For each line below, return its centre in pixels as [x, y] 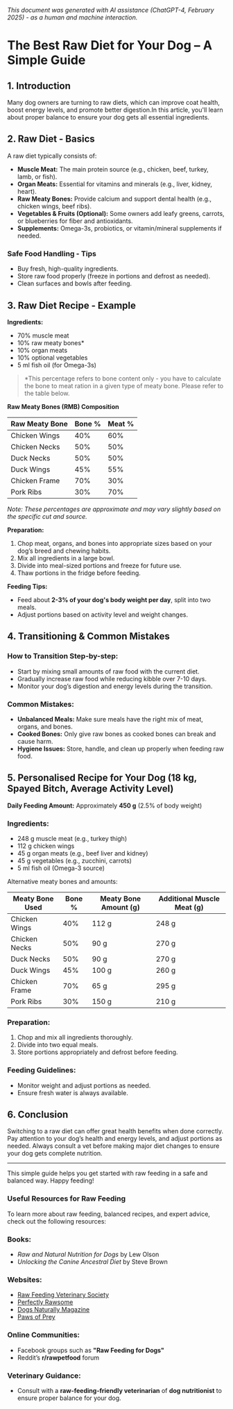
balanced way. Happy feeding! [51, 1181]
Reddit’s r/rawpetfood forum [58, 1358]
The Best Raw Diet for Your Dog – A [110, 45]
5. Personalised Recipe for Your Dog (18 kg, [102, 778]
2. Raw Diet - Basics [51, 139]
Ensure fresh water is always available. [72, 1092]
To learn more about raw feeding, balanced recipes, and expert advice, [109, 1214]
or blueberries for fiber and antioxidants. [75, 221]
